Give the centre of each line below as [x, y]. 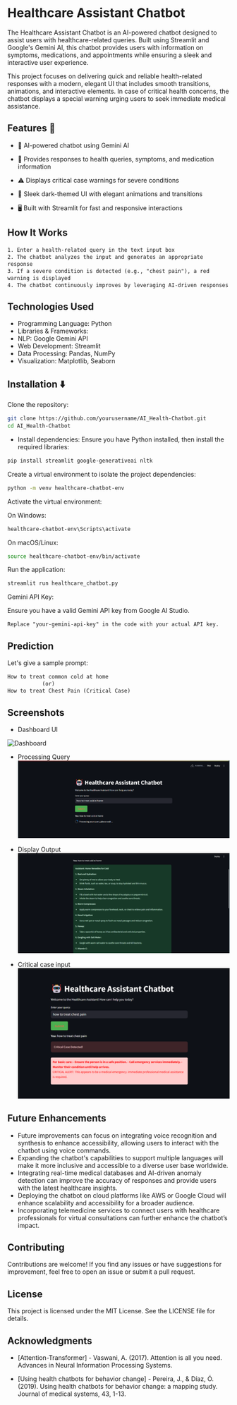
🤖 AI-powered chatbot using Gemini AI [73, 145]
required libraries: [43, 446]
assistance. [24, 106]
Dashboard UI [38, 729]
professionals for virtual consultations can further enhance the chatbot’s [122, 1217]
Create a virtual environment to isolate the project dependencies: [102, 474]
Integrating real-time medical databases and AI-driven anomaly [110, 1173]
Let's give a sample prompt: [48, 663]
